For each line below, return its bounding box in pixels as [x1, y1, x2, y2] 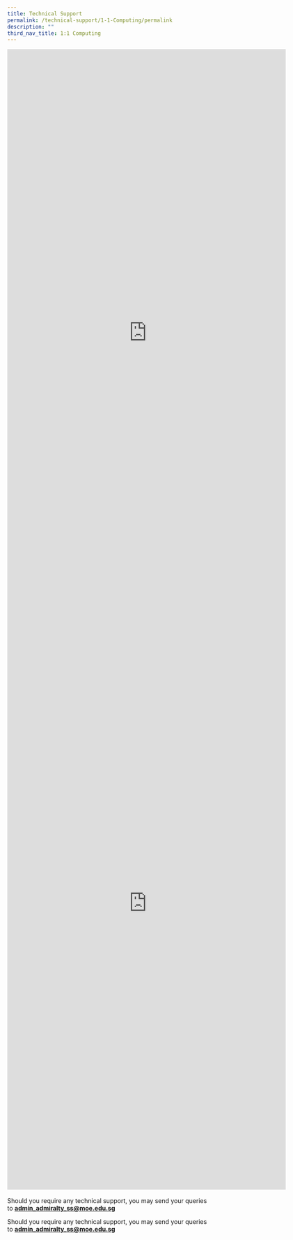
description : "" [7, 23, 54, 30]
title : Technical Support [7, 10, 82, 17]
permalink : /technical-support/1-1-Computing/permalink [7, 17, 173, 24]
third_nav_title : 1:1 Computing [7, 29, 101, 37]
